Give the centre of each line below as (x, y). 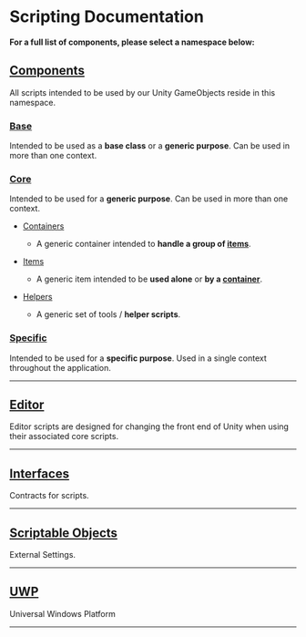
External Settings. (42, 555)
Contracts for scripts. (49, 496)
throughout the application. (61, 367)
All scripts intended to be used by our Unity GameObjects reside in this (143, 92)
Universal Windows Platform (62, 613)
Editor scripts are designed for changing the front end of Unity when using (149, 426)
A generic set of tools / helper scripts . (108, 314)
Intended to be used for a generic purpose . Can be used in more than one (149, 199)
